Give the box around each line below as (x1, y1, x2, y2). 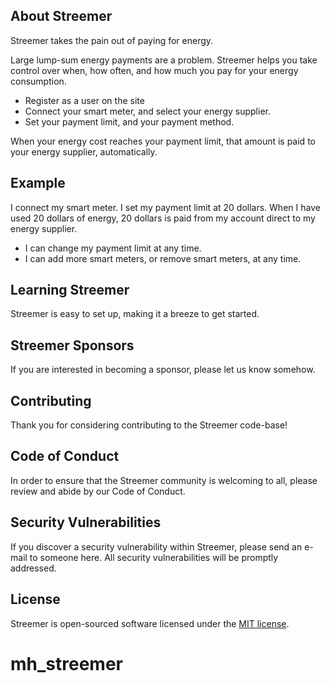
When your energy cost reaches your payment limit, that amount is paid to (10, 135, 316, 147)
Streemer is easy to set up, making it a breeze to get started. (10, 308, 260, 320)
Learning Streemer (10, 282, 130, 299)
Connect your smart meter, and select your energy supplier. (24, 105, 271, 117)
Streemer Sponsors (10, 337, 135, 354)
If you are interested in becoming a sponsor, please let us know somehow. (10, 364, 316, 376)
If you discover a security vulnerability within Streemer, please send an (10, 540, 303, 553)
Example (10, 175, 66, 192)
